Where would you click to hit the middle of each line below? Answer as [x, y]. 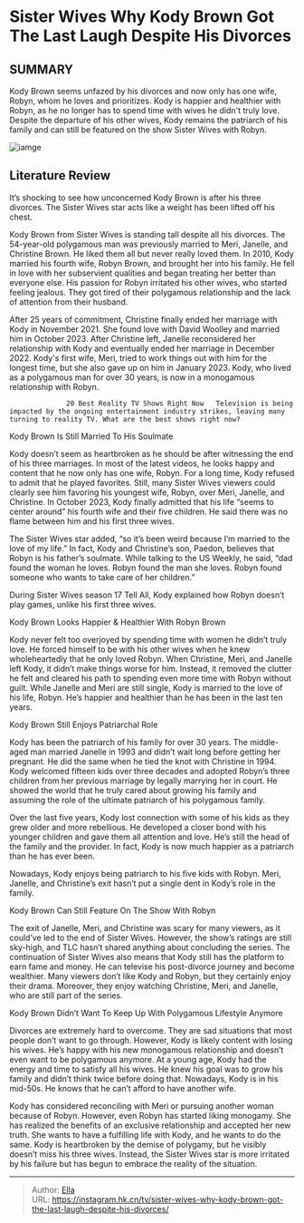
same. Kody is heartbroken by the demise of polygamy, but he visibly [138, 1144]
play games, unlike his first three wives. [83, 604]
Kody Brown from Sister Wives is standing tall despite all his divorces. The [147, 234]
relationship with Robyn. [54, 386]
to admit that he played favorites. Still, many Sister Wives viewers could [142, 482]
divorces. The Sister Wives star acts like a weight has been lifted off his [142, 207]
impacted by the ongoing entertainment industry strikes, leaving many [147, 411]
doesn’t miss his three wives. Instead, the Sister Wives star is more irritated [149, 1154]
